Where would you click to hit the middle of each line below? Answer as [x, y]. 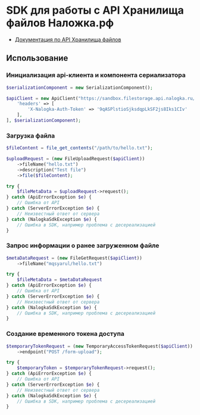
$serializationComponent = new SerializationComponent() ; [79, 88]
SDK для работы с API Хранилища [95, 10]
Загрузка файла [31, 136]
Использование [37, 58]
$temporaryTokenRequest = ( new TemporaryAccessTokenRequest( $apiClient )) [100, 346]
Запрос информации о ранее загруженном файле [83, 246]
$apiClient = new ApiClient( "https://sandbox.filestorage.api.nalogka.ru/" [102, 98]
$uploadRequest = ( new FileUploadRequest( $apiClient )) [76, 159]
